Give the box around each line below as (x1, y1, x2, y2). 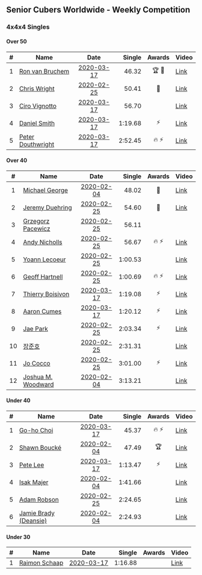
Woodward (23, 380, 54, 388)
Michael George (23, 186, 68, 194)
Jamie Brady (19, 509, 55, 517)
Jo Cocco (23, 359, 50, 367)
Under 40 (6, 397, 31, 404)
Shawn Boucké (19, 443, 62, 452)
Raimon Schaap (19, 559, 64, 567)
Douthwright (19, 140, 55, 148)
